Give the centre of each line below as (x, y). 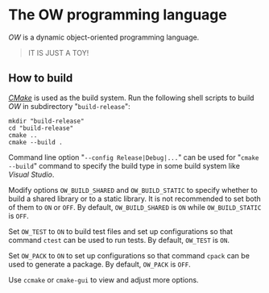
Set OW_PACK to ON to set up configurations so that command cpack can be (129, 255)
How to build (41, 78)
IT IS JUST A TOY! (58, 52)
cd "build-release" (41, 128)
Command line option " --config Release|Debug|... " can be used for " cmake (134, 157)
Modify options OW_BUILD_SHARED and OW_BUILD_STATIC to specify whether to (133, 190)
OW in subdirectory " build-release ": (69, 106)
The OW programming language (118, 15)
